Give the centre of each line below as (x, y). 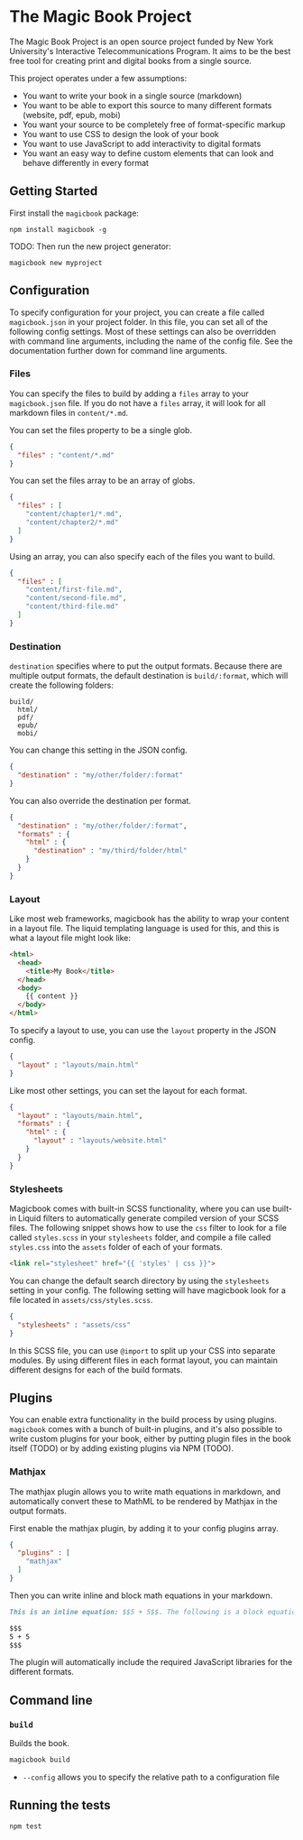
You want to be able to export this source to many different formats (147, 105)
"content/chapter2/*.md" (72, 522)
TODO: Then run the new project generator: (90, 246)
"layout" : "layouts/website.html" (100, 1141)
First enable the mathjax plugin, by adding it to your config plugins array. (144, 1528)
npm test (26, 1826)
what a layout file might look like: (70, 938)
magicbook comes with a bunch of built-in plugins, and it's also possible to (146, 1429)
